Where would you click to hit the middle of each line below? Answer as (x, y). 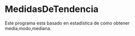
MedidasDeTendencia (52, 9)
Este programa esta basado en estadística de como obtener (67, 23)
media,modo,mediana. (28, 28)
